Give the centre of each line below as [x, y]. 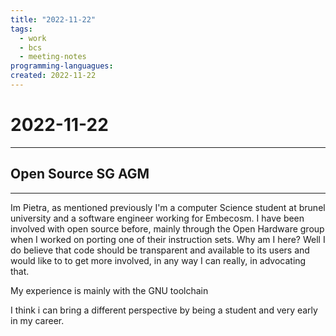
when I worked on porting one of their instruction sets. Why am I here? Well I [168, 239]
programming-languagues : [62, 66]
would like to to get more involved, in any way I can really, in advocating [158, 260]
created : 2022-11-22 [53, 76]
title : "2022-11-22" [53, 19]
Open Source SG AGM [80, 174]
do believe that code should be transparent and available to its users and [160, 250]
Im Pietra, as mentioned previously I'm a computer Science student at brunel [168, 207]
